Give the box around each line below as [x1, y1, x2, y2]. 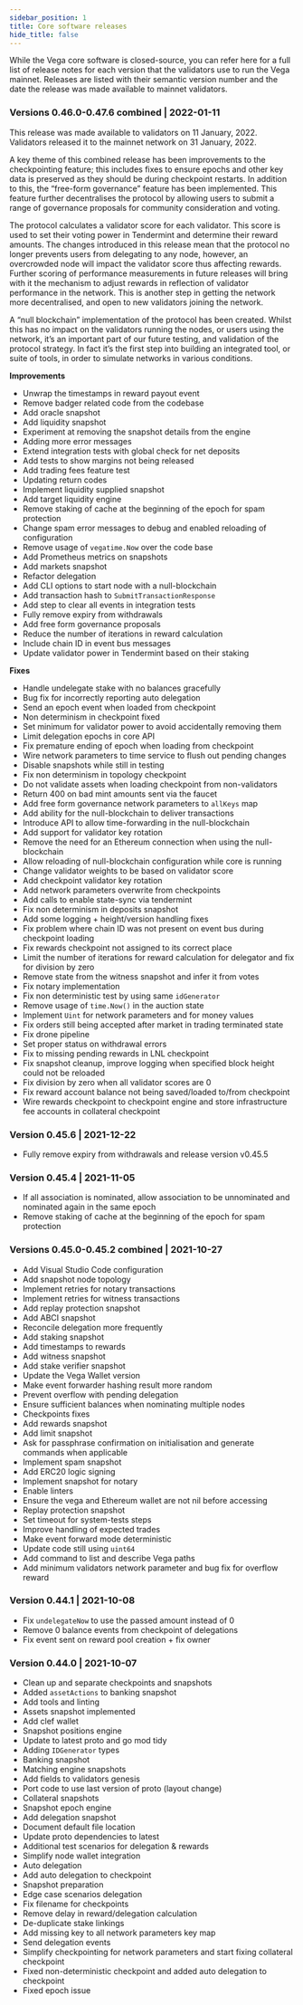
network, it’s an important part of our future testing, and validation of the [9, 333, 279, 344]
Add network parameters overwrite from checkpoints [22, 884, 222, 895]
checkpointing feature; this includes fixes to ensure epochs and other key [9, 164, 284, 175]
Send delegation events [22, 1937, 111, 1948]
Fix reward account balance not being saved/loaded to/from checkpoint [22, 1086, 290, 1097]
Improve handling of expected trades [22, 1523, 161, 1534]
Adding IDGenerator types [22, 1744, 120, 1756]
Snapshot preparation [22, 1879, 104, 1890]
